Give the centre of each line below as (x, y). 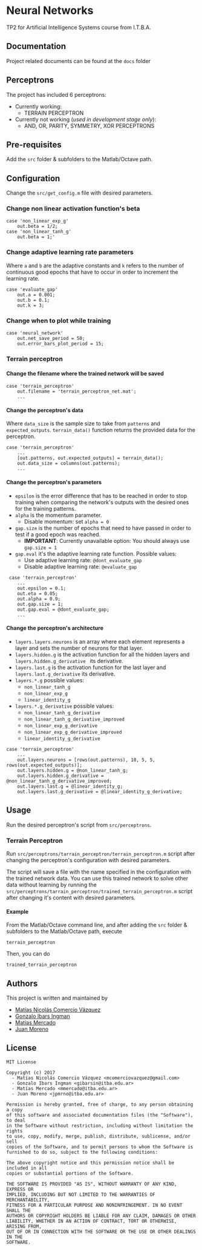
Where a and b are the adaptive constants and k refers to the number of (95, 265)
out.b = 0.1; (34, 300)
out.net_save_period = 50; (51, 339)
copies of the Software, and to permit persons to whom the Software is (100, 1147)
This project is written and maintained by (57, 998)
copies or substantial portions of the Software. (70, 1173)
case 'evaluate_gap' (32, 289)
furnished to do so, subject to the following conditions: (82, 1152)
